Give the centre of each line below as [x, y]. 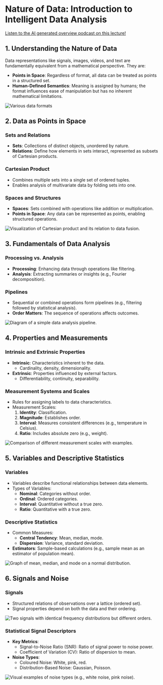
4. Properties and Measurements [56, 338]
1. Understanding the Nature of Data [61, 48]
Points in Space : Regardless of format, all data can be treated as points [84, 75]
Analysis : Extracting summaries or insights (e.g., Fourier [69, 274]
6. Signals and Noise [37, 578]
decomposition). [29, 279]
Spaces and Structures [33, 198]
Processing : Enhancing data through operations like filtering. [74, 269]
